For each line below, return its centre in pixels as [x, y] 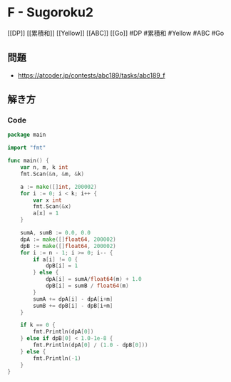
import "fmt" [27, 148]
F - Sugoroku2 [51, 12]
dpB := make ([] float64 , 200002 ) [68, 246]
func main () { [29, 161]
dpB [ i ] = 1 [62, 266]
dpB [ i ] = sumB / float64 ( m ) [87, 286]
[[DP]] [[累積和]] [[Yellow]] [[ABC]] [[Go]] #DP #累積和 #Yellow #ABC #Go [116, 33]
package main [27, 135]
